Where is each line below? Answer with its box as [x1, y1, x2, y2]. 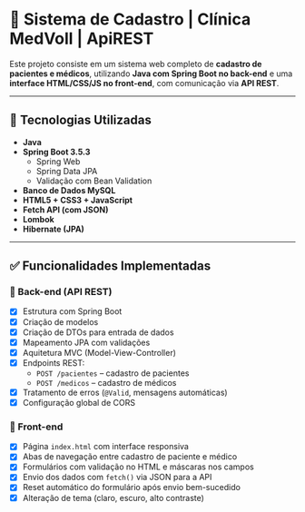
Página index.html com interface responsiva [22, 441, 189, 452]
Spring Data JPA [35, 165, 98, 176]
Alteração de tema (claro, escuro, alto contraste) [22, 492, 204, 503]
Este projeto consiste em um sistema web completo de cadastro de [9, 58, 262, 69]
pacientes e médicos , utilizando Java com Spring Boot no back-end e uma [9, 68, 293, 79]
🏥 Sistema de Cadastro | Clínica [9, 9, 251, 30]
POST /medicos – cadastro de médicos [35, 377, 177, 388]
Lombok [22, 213, 54, 224]
